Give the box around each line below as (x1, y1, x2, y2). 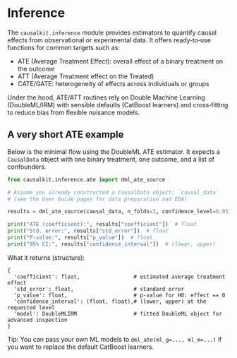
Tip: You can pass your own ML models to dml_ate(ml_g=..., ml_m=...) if (7, 335, 222, 343)
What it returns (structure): (7, 253, 85, 262)
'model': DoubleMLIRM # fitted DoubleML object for (13, 310, 222, 317)
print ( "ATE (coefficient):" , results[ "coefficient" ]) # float (7, 221, 197, 228)
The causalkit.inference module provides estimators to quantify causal (7, 28, 217, 37)
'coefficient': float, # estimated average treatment (13, 273, 226, 280)
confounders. (7, 162, 47, 171)
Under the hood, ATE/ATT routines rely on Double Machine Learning (7, 93, 206, 102)
